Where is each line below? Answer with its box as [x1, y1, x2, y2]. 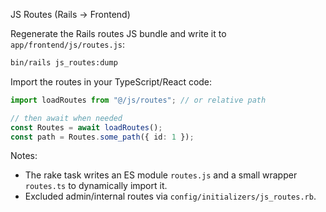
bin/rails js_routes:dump [10, 58, 118, 68]
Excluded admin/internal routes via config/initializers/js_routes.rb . [24, 190, 317, 203]
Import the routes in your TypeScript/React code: [10, 75, 213, 88]
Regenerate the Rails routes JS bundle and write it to [10, 28, 227, 39]
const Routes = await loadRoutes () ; [10, 122, 163, 133]
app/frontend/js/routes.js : [10, 39, 126, 50]
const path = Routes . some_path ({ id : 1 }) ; [10, 132, 195, 142]
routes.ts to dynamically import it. [24, 180, 168, 192]
